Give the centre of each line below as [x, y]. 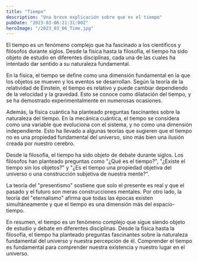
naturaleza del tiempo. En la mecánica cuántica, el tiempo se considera [93, 119]
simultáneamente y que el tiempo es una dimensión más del [79, 205]
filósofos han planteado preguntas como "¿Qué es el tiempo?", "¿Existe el [96, 161]
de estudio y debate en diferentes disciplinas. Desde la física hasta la [90, 228]
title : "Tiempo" [26, 12]
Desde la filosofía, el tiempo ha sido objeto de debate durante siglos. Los [95, 155]
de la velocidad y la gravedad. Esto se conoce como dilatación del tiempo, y [99, 94]
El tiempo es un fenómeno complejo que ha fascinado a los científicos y [94, 45]
